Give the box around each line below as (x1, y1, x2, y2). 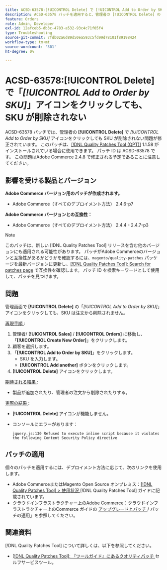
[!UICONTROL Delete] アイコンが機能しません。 (12, 411, 111, 417)
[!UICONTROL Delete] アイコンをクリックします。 (12, 368, 115, 374)
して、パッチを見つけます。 (5, 273, 61, 279)
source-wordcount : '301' (5, 44, 57, 49)
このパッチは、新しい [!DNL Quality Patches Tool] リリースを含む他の (5, 242, 147, 248)
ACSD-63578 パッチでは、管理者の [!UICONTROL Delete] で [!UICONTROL (5, 129, 159, 135)
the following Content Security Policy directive (12, 436, 118, 441)
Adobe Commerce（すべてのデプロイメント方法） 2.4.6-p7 (12, 201, 134, 207)
